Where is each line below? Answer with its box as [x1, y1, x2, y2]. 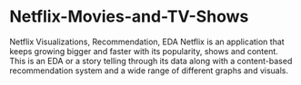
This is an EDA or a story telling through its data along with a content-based [9, 55, 293, 66]
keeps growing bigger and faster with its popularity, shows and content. [9, 45, 279, 56]
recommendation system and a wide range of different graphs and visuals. [9, 65, 289, 76]
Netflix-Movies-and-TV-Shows [9, 6, 249, 27]
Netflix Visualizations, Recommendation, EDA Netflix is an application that [9, 36, 285, 47]
